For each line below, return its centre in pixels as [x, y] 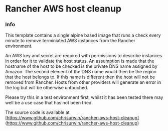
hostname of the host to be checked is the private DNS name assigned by [81, 66]
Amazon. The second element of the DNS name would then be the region [81, 72]
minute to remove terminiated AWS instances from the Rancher [70, 41]
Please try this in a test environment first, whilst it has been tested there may [84, 97]
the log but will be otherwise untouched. [47, 88]
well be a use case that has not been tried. [49, 103]
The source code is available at [37, 112]
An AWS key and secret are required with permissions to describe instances [84, 56]
